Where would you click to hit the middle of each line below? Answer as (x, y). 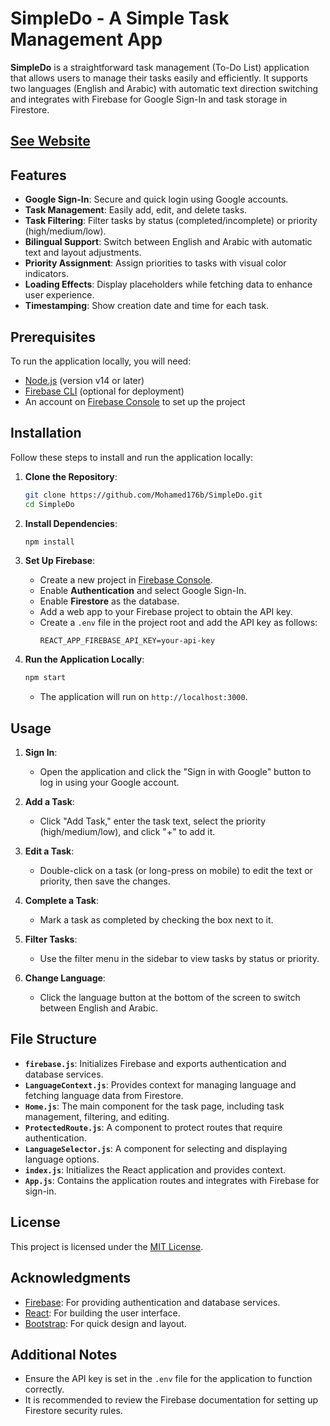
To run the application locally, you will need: (101, 361)
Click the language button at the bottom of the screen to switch (170, 998)
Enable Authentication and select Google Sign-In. (143, 591)
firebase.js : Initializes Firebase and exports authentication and (155, 1063)
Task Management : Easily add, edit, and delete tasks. (136, 210)
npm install (49, 542)
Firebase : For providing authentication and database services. (152, 1302)
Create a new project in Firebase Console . (126, 580)
